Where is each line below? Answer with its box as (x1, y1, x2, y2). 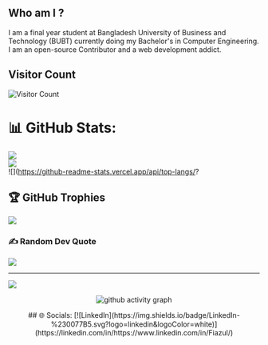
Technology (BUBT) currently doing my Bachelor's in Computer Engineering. (8, 36, 259, 46)
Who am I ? (8, 6, 65, 20)
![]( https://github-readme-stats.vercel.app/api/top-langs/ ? (8, 166, 199, 176)
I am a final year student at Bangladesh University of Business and (8, 27, 227, 37)
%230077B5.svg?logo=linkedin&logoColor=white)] (50, 319, 218, 329)
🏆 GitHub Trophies (8, 191, 106, 204)
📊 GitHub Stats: (8, 118, 117, 137)
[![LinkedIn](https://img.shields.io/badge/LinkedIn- (73, 310, 241, 319)
